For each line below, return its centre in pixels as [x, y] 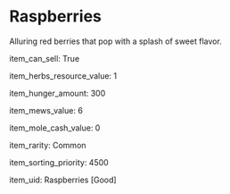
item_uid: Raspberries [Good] [63, 180]
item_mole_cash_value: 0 [55, 128]
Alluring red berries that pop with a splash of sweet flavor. [116, 41]
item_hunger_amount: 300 [57, 93]
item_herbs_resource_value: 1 [63, 76]
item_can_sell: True [45, 58]
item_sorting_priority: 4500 [59, 162]
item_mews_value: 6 [46, 110]
